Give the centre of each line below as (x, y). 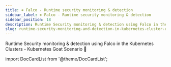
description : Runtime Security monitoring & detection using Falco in (82, 24)
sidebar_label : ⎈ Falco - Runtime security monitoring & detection (78, 15)
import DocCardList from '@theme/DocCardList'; (56, 59)
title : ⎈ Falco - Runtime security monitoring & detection (69, 10)
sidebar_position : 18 (28, 19)
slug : (11, 29)
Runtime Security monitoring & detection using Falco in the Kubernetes (80, 43)
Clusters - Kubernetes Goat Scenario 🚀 (46, 49)
